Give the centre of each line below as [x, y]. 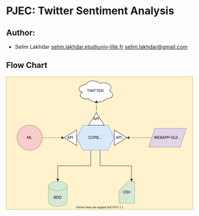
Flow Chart [27, 65]
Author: [21, 33]
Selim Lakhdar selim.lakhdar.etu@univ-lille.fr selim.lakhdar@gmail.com [101, 47]
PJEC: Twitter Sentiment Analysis [90, 11]
